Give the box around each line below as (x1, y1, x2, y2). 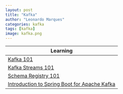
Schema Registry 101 (8, 72, 60, 79)
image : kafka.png (5, 31, 42, 36)
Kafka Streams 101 (8, 64, 54, 71)
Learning (50, 47, 73, 54)
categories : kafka (5, 21, 44, 27)
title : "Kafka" (5, 12, 38, 17)
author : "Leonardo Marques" (5, 17, 65, 22)
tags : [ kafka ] (5, 26, 36, 32)
